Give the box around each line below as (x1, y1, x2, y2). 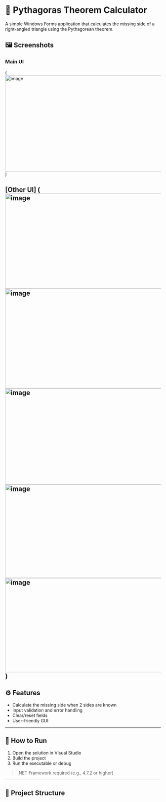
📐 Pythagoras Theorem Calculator (5, 4, 147, 16)
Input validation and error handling (12, 707, 83, 713)
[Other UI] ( (5, 185, 41, 194)
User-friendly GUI (12, 717, 48, 723)
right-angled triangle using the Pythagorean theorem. (5, 26, 114, 32)
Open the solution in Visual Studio (12, 750, 82, 756)
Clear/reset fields (12, 712, 48, 718)
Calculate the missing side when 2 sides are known (12, 702, 117, 708)
